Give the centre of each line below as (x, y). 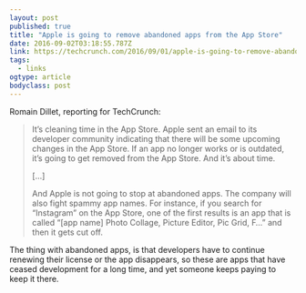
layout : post (34, 18)
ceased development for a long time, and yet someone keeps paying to (143, 268)
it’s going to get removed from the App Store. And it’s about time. (153, 158)
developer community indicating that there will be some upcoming (156, 138)
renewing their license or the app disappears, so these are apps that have (148, 259)
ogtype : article (40, 77)
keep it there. (34, 278)
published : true (40, 26)
